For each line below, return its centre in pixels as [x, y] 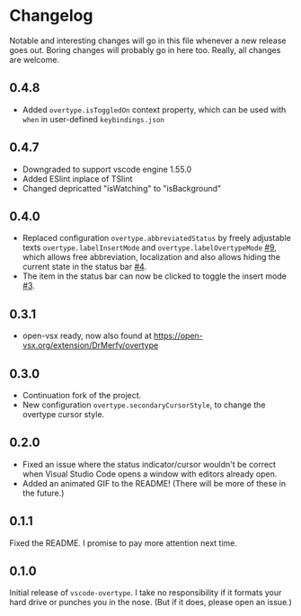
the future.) [43, 493]
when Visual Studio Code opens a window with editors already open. [150, 474]
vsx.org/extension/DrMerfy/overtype [90, 345]
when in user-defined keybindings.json [93, 119]
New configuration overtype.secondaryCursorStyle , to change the [144, 405]
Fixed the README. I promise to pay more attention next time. [124, 543]
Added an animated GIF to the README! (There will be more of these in [154, 483]
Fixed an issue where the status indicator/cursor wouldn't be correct [149, 464]
